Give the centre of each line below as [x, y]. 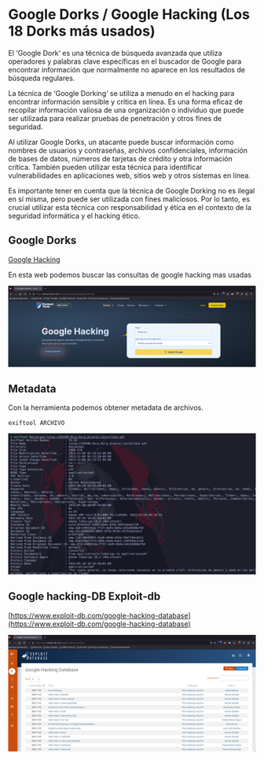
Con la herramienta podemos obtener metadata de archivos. [106, 408]
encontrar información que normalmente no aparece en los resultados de [127, 69]
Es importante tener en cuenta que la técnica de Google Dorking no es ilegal [132, 190]
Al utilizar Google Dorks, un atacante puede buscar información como [121, 142]
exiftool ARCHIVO [37, 423]
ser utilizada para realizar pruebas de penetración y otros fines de [115, 118]
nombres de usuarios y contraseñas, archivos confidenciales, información [128, 150]
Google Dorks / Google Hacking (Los [129, 15]
